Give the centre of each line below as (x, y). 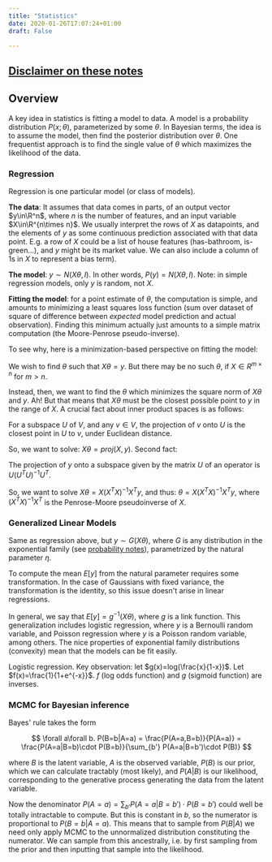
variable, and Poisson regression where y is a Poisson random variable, (128, 634)
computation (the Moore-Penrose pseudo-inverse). (94, 333)
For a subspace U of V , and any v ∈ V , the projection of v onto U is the (127, 425)
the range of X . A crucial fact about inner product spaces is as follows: (126, 409)
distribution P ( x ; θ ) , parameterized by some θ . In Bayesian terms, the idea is (135, 127)
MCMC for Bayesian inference (69, 705)
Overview (34, 99)
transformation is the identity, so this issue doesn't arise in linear (117, 591)
